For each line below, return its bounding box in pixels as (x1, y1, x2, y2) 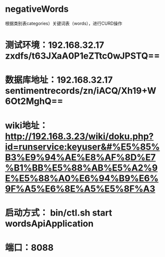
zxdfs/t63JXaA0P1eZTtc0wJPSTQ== (5, 50, 160, 62)
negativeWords (5, 3, 69, 15)
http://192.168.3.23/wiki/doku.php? (5, 131, 154, 142)
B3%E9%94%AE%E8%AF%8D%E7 (5, 151, 156, 163)
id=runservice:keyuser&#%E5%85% (5, 141, 160, 152)
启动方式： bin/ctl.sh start (5, 207, 112, 218)
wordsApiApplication (5, 218, 94, 229)
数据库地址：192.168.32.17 (5, 74, 113, 86)
